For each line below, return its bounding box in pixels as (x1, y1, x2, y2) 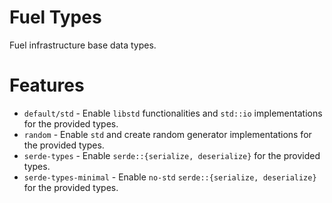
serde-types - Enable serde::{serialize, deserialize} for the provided (23, 149, 321, 161)
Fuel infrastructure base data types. (9, 39, 157, 51)
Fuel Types (9, 6, 102, 29)
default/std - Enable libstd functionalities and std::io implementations (23, 107, 323, 119)
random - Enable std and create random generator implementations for (23, 128, 312, 140)
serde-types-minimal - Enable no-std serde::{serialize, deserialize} (23, 171, 317, 183)
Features (9, 74, 85, 97)
